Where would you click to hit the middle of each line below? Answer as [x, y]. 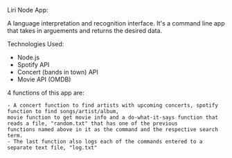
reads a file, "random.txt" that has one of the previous [92, 124]
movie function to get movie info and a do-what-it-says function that [113, 117]
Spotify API [33, 65]
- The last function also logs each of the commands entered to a [105, 141]
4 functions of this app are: [46, 93]
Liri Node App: [28, 10]
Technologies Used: [36, 44]
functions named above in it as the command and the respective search [113, 130]
